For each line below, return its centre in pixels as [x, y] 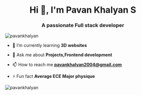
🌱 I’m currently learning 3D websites [50, 46]
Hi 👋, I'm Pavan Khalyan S [83, 10]
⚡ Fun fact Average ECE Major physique [53, 76]
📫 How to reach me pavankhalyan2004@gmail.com [67, 65]
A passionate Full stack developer [83, 25]
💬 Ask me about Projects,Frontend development [62, 55]
